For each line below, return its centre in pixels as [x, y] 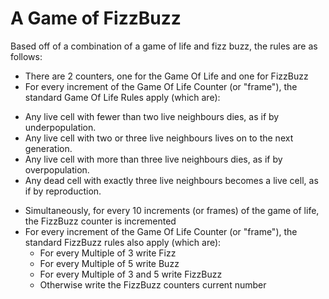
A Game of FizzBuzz [96, 18]
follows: [26, 56]
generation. [48, 148]
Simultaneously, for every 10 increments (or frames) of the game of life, [172, 210]
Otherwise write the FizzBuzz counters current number [153, 284]
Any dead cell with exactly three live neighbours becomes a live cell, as [171, 180]
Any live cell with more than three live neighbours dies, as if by [153, 159]
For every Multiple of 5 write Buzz [109, 263]
